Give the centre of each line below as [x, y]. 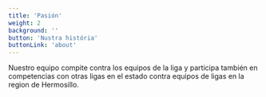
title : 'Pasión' [35, 16]
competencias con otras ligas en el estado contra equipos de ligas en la [127, 76]
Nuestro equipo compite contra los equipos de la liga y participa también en [133, 68]
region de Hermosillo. [44, 85]
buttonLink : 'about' [43, 45]
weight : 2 [25, 23]
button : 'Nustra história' [53, 38]
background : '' [34, 30]
